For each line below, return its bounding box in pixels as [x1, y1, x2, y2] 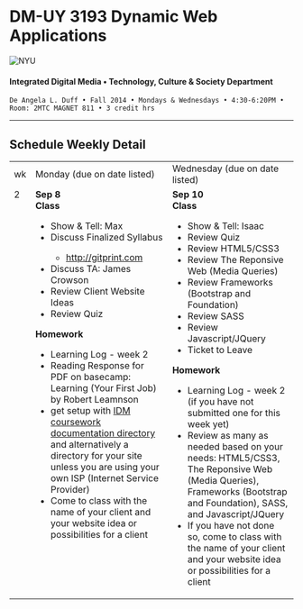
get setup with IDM [50, 404, 131, 416]
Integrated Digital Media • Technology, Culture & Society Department [9, 76, 273, 86]
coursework [50, 415, 102, 428]
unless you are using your [50, 460, 160, 473]
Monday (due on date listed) [34, 168, 155, 180]
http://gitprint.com [66, 250, 143, 263]
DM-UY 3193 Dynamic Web [9, 6, 218, 27]
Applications [9, 25, 107, 46]
